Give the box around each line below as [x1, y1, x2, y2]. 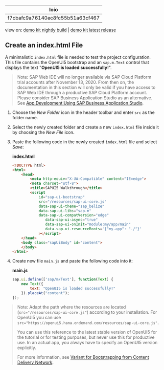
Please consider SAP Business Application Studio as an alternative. [17, 95, 153, 101]
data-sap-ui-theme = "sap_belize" [38, 204, 105, 209]
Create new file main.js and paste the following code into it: [12, 258, 133, 264]
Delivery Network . [17, 359, 54, 365]
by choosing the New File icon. [12, 129, 75, 135]
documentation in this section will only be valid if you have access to [17, 84, 156, 90]
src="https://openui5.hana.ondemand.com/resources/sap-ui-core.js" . [17, 320, 159, 326]
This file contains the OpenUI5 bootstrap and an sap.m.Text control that [5, 59, 149, 65]
